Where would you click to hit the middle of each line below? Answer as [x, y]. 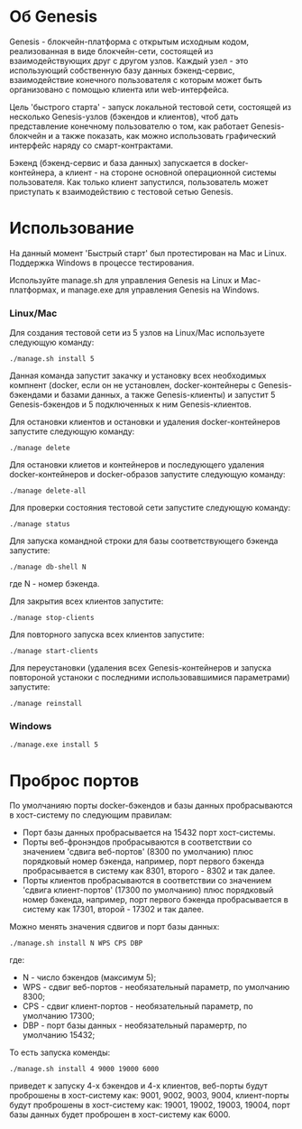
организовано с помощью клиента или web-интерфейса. [119, 89]
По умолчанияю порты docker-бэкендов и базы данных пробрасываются [151, 806]
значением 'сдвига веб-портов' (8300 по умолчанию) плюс [138, 852]
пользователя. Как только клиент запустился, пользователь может [139, 181]
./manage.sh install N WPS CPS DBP [76, 944]
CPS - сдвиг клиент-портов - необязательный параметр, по [138, 1006]
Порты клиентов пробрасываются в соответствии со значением [147, 881]
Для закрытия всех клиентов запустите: [87, 601]
